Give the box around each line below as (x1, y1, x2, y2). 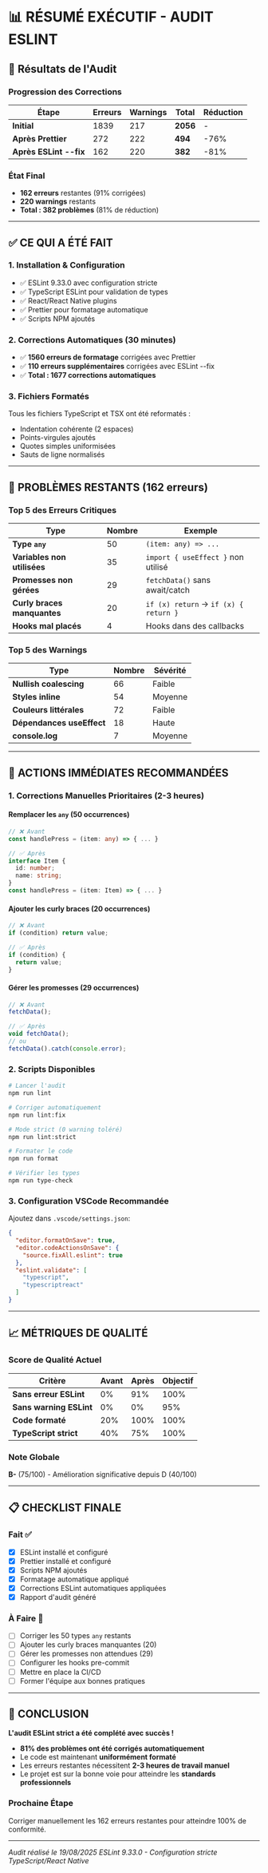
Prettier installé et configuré (19, 1556, 112, 1565)
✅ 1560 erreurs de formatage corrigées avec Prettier (19, 352, 196, 362)
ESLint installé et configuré (19, 1547, 108, 1557)
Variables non (12, 552, 66, 563)
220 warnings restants (19, 196, 97, 206)
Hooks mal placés (12, 621, 82, 632)
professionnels (19, 1778, 72, 1788)
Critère (38, 1375, 66, 1386)
